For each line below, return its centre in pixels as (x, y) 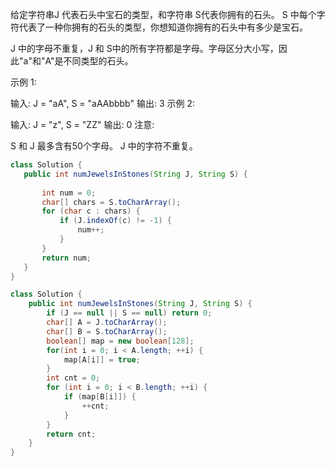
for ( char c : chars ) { (91, 211)
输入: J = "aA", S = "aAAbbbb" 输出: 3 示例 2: (103, 103)
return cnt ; (71, 434)
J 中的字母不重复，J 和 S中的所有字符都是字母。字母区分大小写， (144, 48)
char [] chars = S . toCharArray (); (111, 202)
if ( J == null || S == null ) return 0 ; (129, 313)
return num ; (66, 258)
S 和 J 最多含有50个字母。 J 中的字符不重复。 (104, 146)
